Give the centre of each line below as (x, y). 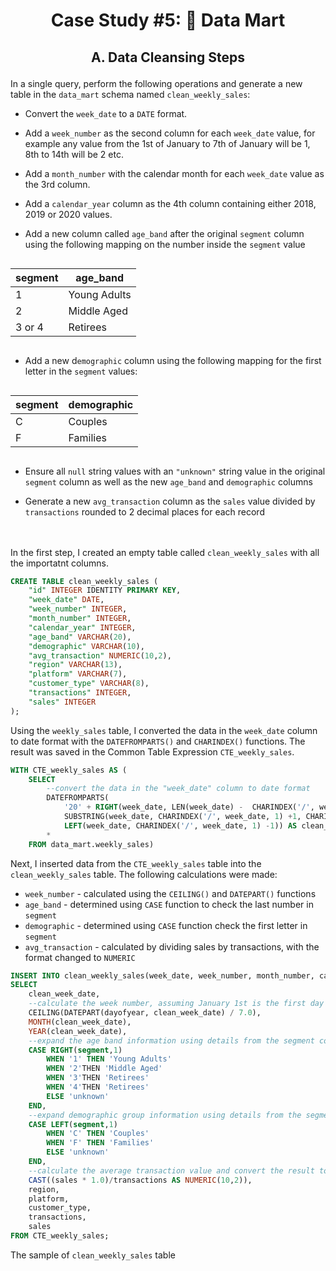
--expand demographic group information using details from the (165, 1115)
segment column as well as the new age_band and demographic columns (168, 481)
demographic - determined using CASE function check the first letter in (166, 925)
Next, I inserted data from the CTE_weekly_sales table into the (136, 863)
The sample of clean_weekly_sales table (93, 1255)
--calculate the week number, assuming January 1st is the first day (176, 1004)
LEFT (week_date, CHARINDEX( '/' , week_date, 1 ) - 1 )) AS (180, 825)
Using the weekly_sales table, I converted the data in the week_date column (164, 730)
